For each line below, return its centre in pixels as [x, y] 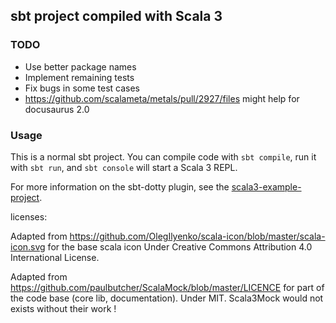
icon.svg [28, 246]
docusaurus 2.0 [57, 109]
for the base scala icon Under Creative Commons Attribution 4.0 [180, 246]
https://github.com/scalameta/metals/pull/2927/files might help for [162, 98]
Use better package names [80, 66]
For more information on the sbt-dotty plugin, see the [120, 186]
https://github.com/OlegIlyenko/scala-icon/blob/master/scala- [197, 236]
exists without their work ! [63, 308]
